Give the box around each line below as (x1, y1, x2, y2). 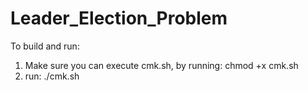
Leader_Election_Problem (10, 7, 228, 30)
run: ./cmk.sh (24, 70, 80, 82)
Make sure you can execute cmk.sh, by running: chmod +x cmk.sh (24, 59, 299, 71)
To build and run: (10, 40, 80, 52)
